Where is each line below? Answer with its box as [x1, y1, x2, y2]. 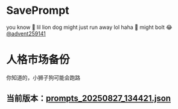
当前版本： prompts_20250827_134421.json [6, 93, 171, 104]
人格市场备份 [6, 53, 71, 67]
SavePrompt [6, 4, 69, 17]
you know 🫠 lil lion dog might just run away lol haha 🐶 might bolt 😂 [6, 23, 173, 31]
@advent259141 [6, 30, 46, 37]
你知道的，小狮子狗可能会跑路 [6, 73, 80, 81]
